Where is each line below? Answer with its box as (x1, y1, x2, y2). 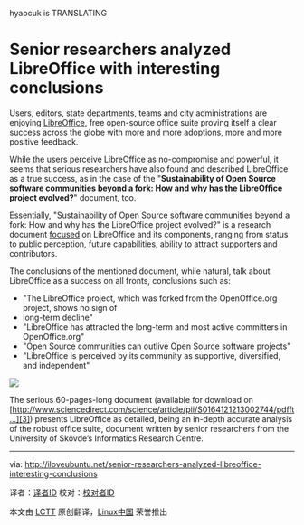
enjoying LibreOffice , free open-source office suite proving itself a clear (9, 117, 278, 127)
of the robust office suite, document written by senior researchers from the (9, 423, 290, 434)
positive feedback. (9, 136, 79, 147)
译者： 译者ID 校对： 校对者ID (9, 487, 115, 498)
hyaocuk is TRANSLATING (9, 8, 108, 18)
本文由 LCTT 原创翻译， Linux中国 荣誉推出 (9, 506, 168, 517)
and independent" (22, 360, 90, 370)
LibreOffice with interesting (9, 59, 221, 80)
